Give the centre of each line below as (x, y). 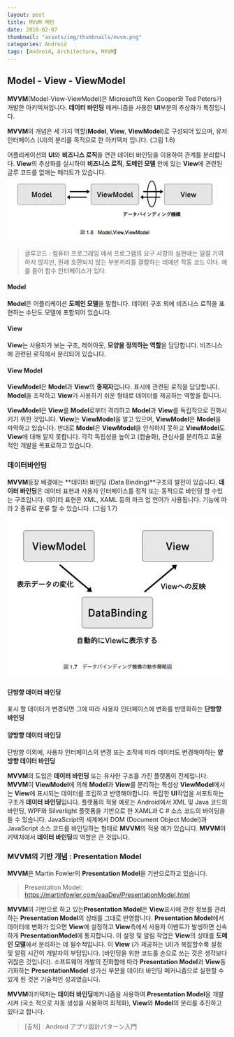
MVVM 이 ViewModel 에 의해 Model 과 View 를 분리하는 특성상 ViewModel (111, 784)
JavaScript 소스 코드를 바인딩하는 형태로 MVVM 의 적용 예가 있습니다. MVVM (114, 828)
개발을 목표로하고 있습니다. (57, 445)
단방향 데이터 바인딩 (34, 692)
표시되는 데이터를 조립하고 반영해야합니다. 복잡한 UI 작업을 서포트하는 (131, 793)
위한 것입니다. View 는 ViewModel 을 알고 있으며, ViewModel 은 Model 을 (120, 419)
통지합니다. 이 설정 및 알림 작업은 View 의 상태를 (149, 935)
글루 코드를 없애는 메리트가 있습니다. (57, 172)
